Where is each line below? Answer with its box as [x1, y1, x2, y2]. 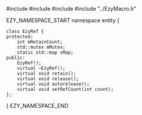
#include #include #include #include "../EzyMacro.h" [6, 5, 137, 12]
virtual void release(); [17, 76, 79, 82]
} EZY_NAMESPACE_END [6, 102, 69, 109]
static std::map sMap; [17, 49, 74, 55]
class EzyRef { [6, 28, 44, 34]
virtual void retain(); [17, 70, 77, 76]
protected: [6, 34, 34, 40]
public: [6, 55, 26, 61]
